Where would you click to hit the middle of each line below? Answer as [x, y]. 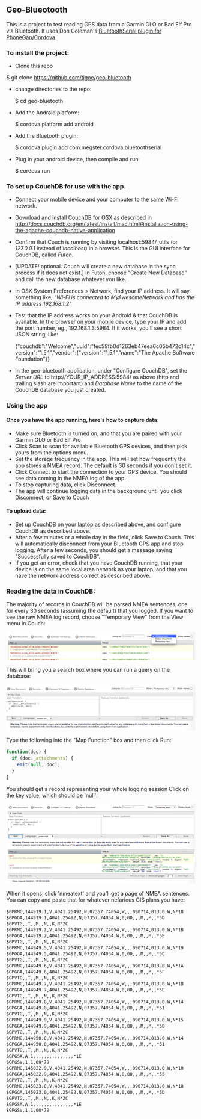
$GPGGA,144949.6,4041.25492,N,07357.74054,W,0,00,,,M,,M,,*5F [85, 972]
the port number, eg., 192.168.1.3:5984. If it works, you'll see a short [98, 328]
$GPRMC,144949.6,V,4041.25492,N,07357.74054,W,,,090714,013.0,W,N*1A [95, 966]
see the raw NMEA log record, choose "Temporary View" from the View [95, 617]
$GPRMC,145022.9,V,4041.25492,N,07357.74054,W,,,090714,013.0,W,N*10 [95, 1068]
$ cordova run [32, 171]
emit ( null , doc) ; [39, 764]
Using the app [27, 406]
